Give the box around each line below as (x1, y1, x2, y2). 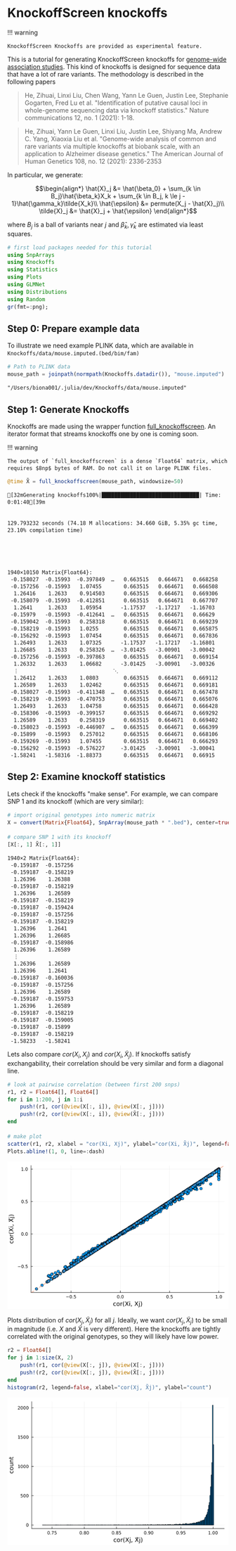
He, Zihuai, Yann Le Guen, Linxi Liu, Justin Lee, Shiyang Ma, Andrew (24, 127, 223, 135)
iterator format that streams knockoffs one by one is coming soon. (7, 429, 199, 438)
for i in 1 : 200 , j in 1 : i (7, 1096, 83, 1103)
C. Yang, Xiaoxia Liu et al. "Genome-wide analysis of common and (24, 134, 216, 143)
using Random (7, 295, 46, 303)
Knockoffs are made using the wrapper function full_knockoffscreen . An (7, 422, 216, 430)
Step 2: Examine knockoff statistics (7, 771, 166, 783)
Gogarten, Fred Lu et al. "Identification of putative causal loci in (24, 98, 208, 107)
